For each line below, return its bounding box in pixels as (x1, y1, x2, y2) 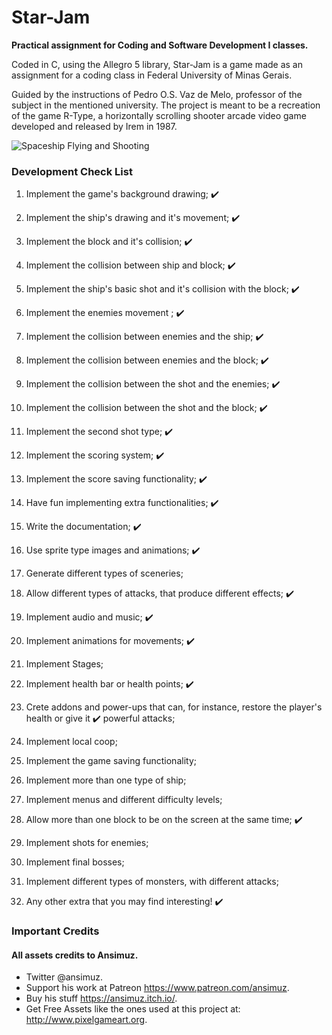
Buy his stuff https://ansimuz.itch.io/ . (25, 992, 178, 1005)
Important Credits (11, 924, 100, 938)
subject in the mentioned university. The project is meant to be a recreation (11, 99, 321, 111)
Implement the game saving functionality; (25, 755, 197, 767)
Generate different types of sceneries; (25, 567, 184, 580)
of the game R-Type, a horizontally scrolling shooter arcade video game (11, 109, 307, 121)
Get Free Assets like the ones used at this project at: (25, 1003, 241, 1015)
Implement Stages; (25, 658, 104, 670)
